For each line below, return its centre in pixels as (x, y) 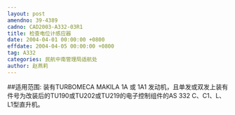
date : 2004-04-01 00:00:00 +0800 (56, 40)
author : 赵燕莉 (28, 66)
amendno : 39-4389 (33, 20)
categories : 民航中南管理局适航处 (52, 60)
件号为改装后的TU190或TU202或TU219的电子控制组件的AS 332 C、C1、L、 (116, 95)
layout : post (26, 14)
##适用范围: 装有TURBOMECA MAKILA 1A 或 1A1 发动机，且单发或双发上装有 (118, 87)
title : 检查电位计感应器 (39, 33)
